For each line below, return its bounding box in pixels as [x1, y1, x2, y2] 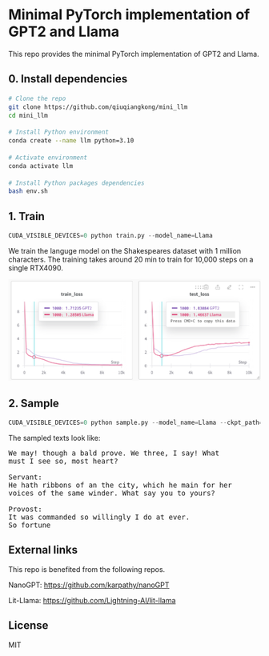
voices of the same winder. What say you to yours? [8, 489, 216, 498]
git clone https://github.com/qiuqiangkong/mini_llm [8, 102, 188, 111]
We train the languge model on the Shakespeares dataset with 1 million [8, 246, 242, 255]
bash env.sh [8, 187, 48, 195]
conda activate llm [8, 162, 74, 170]
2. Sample [8, 396, 60, 410]
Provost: [8, 505, 42, 514]
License [8, 618, 49, 633]
